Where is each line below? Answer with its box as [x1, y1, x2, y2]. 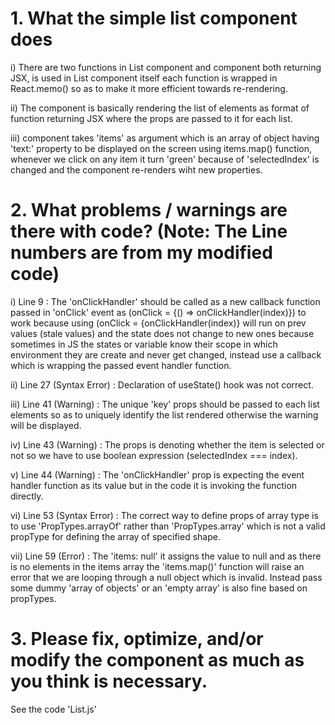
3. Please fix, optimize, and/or [10, 628, 264, 651]
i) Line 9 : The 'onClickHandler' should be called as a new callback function [10, 295, 321, 307]
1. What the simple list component [10, 7, 298, 30]
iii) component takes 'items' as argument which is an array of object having [10, 132, 320, 144]
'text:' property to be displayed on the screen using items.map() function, [10, 142, 313, 154]
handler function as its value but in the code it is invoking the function [10, 479, 298, 491]
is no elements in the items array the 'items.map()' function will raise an [10, 560, 305, 572]
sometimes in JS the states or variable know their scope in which [10, 338, 278, 350]
